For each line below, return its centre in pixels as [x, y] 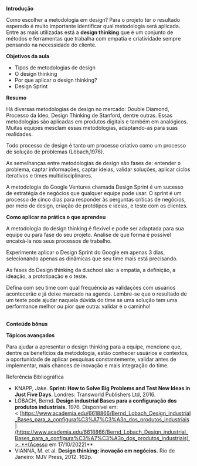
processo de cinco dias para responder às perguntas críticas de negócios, [96, 200]
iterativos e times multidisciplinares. [49, 175]
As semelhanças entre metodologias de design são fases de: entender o [94, 163]
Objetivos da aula [28, 56]
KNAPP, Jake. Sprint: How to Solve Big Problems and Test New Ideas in [102, 388]
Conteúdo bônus [27, 324]
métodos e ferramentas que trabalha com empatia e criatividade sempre [94, 38]
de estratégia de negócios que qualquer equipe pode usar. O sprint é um [94, 193]
